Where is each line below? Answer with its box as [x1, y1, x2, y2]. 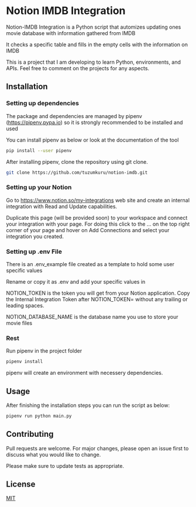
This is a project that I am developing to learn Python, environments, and [6, 58, 181, 65]
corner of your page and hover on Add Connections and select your [6, 226, 170, 233]
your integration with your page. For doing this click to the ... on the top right [6, 220, 190, 227]
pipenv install [6, 358, 43, 365]
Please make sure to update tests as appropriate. [6, 462, 125, 469]
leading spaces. [6, 302, 44, 309]
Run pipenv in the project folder [6, 347, 82, 354]
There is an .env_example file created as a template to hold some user [6, 260, 174, 267]
